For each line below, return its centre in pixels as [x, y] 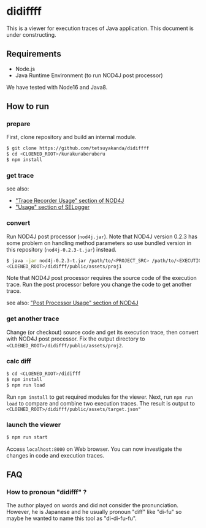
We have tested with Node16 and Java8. [57, 87]
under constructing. [31, 34]
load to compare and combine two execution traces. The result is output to [101, 403]
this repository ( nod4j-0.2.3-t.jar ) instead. [61, 249]
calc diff [19, 361]
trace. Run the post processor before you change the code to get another [99, 285]
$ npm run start [27, 437]
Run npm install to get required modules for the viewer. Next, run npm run [100, 397]
